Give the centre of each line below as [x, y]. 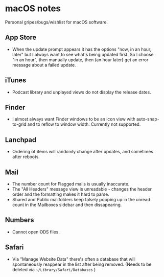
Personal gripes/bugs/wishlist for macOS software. [57, 22]
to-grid [19, 124]
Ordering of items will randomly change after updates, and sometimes [82, 152]
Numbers [20, 220]
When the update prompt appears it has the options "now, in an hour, [82, 49]
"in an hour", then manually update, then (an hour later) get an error [80, 60]
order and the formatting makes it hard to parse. [60, 194]
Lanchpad [21, 140]
